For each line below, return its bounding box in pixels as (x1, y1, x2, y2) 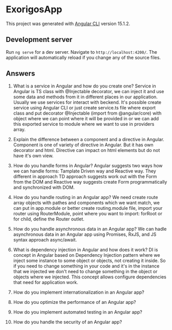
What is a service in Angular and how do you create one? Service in (13, 83, 156, 89)
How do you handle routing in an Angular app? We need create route (13, 194, 158, 200)
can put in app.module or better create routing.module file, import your (13, 205, 163, 211)
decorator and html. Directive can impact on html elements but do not (13, 147, 160, 153)
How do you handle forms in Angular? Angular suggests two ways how (13, 162, 163, 168)
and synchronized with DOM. (13, 184, 75, 190)
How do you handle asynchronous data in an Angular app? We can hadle (13, 226, 167, 232)
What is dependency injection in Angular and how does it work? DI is (13, 247, 158, 253)
